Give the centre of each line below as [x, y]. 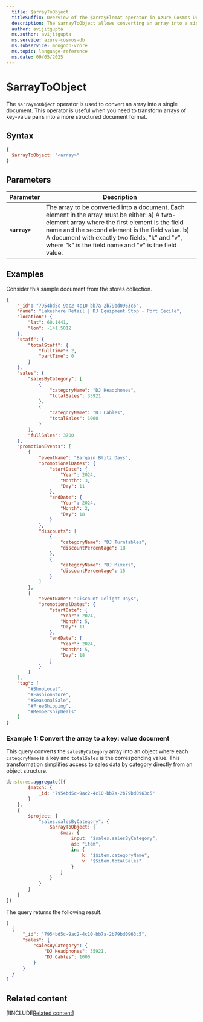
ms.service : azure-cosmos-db [48, 40]
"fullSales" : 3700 [51, 435]
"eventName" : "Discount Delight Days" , [89, 599]
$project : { [43, 816]
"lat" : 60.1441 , [48, 323]
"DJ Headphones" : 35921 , [76, 952]
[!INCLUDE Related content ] [40, 1013]
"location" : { [35, 317]
